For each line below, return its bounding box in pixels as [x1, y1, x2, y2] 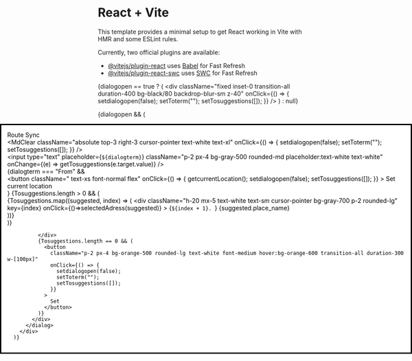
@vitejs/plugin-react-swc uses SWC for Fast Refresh [107, 69, 257, 77]
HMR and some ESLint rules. [98, 34, 179, 43]
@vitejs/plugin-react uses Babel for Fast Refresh [107, 61, 246, 69]
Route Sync [7, 131, 41, 139]
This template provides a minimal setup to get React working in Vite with [98, 28, 302, 36]
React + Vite [98, 5, 170, 21]
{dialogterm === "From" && [7, 167, 85, 175]
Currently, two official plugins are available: [98, 48, 220, 56]
